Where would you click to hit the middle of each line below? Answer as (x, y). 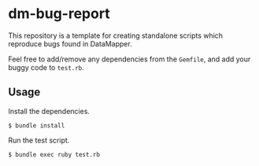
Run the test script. (39, 140)
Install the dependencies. (49, 111)
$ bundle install (37, 125)
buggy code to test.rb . (46, 67)
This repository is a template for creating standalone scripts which (115, 35)
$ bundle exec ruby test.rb (54, 154)
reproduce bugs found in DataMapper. (70, 43)
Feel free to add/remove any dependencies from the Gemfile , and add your (129, 59)
